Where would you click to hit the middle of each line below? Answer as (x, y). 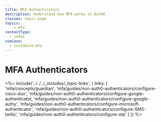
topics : (13, 23)
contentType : (18, 32)
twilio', (11, 114)
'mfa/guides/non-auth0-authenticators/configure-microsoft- (80, 104)
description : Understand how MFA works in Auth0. (56, 14)
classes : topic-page (26, 18)
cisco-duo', (16, 93)
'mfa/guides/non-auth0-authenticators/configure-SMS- (90, 109)
